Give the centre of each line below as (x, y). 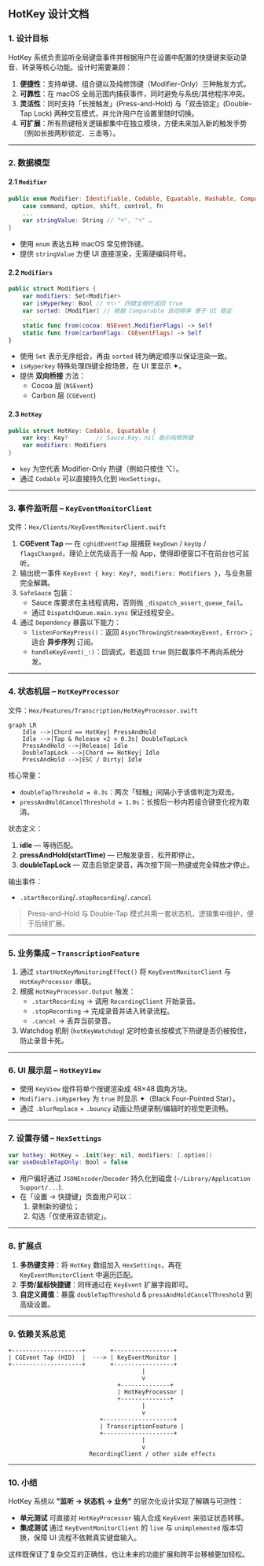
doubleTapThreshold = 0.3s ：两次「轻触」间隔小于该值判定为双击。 (129, 792)
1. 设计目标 (28, 39)
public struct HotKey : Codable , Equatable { (82, 431)
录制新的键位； (55, 1206)
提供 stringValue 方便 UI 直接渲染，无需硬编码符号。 (105, 254)
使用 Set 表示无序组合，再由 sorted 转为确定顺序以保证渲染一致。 (125, 356)
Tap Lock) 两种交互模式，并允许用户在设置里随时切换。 (109, 113)
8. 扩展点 (25, 1246)
